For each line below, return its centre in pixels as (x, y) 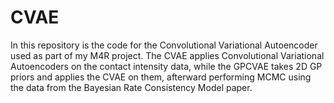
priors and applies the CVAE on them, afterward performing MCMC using (161, 77)
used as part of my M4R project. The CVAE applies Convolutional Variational (167, 55)
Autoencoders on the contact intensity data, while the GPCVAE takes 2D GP (166, 66)
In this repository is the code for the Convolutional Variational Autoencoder (164, 45)
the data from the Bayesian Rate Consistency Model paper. (131, 87)
